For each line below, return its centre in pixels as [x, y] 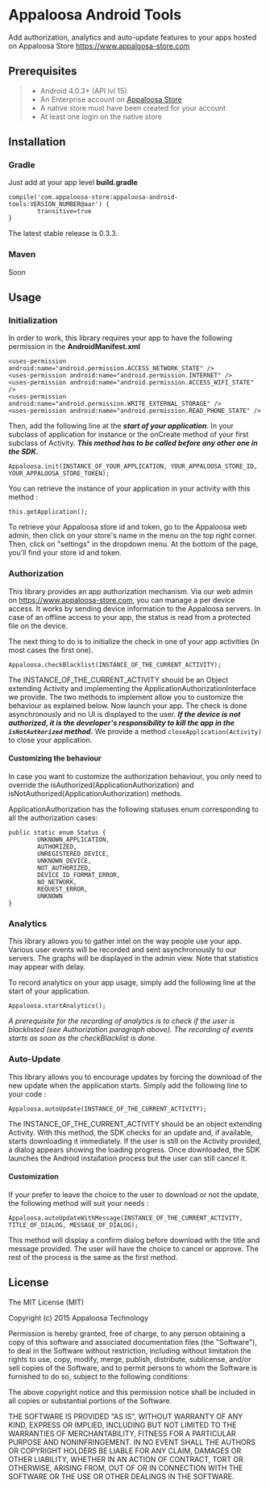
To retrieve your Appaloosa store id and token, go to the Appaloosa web [128, 527]
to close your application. [50, 740]
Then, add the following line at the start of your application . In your [121, 426]
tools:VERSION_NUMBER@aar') [56, 204]
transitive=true [64, 212]
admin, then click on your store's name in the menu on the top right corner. [133, 536]
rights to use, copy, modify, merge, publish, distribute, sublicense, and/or [130, 1359]
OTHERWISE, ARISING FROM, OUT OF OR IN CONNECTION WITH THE [126, 1468]
